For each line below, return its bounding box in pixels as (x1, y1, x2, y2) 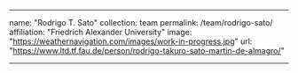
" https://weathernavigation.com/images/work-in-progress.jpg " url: (9, 36, 253, 47)
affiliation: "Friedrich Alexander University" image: (9, 27, 192, 37)
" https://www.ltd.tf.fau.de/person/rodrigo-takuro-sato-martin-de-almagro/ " (9, 46, 286, 55)
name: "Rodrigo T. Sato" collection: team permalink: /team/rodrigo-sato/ (9, 18, 273, 27)
